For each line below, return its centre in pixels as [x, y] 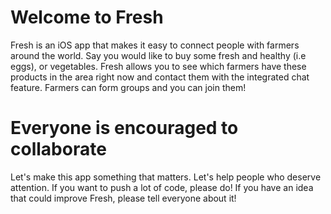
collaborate [58, 149]
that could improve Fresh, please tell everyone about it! [123, 198]
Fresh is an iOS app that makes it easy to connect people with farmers [155, 45]
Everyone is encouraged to [124, 128]
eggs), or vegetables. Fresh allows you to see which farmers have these [158, 66]
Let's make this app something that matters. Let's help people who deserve [166, 177]
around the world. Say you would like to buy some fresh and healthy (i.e [158, 55]
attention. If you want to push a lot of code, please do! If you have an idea [162, 187]
